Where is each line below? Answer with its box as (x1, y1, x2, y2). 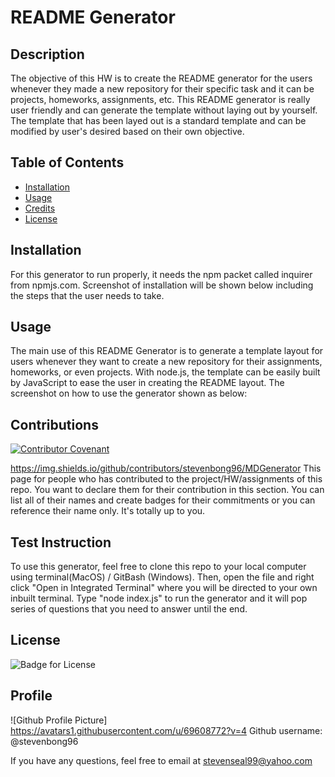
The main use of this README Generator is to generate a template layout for (10, 345, 324, 357)
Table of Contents (10, 154, 125, 171)
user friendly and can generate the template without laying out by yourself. (10, 104, 318, 116)
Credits (24, 202, 56, 214)
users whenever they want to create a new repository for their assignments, (10, 356, 323, 368)
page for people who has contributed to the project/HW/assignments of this (10, 473, 323, 485)
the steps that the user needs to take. (10, 289, 165, 301)
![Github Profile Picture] (10, 714, 108, 726)
